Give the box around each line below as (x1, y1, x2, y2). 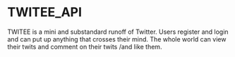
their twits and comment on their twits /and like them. (7, 42, 162, 51)
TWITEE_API (7, 4, 83, 20)
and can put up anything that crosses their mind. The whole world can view (7, 34, 227, 43)
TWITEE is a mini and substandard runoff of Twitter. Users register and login (7, 27, 229, 36)
